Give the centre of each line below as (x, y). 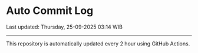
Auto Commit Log (50, 11)
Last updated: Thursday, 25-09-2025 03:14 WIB (64, 27)
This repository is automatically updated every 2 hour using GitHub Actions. (98, 43)
